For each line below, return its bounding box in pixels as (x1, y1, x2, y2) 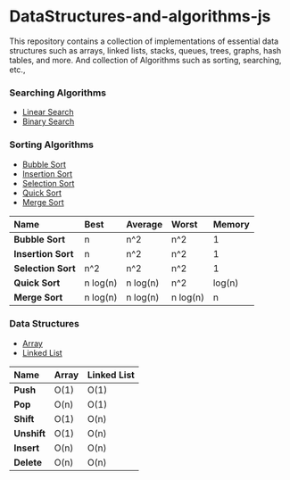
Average (126, 218, 163, 230)
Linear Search (21, 107, 74, 118)
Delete (13, 456, 43, 468)
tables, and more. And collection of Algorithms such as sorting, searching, (9, 54, 282, 65)
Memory (212, 218, 250, 230)
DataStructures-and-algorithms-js (9, 6, 271, 27)
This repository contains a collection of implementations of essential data (9, 36, 279, 46)
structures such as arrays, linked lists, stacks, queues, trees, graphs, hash (9, 45, 282, 55)
